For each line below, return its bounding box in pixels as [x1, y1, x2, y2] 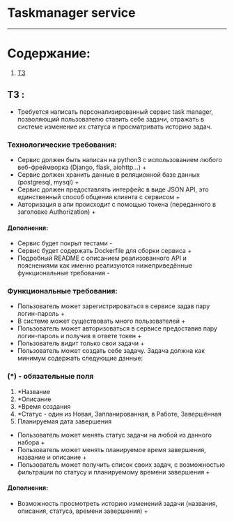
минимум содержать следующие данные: [17, 354, 143, 363]
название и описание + [17, 453, 87, 461]
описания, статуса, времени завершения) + [17, 507, 148, 515]
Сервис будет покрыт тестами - [17, 239, 113, 247]
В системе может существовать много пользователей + [17, 317, 186, 326]
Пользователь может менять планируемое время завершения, [17, 445, 207, 454]
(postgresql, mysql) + [17, 177, 79, 186]
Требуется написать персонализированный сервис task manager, [17, 107, 214, 116]
